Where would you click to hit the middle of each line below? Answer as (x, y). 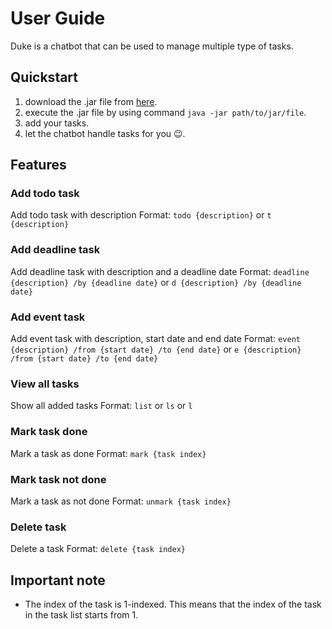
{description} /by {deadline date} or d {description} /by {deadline (156, 282)
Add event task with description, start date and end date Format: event (155, 339)
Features (38, 165)
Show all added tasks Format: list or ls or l (101, 406)
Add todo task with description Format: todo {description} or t (141, 215)
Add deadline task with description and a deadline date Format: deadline (160, 271)
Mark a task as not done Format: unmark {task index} (121, 501)
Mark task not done (58, 479)
